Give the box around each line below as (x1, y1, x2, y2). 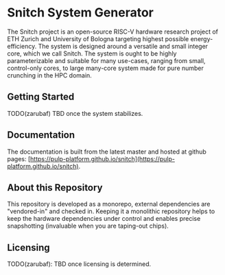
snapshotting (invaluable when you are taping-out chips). (7, 222, 169, 230)
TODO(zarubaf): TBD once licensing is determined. (7, 260, 152, 268)
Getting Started (7, 91, 75, 103)
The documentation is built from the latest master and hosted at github (7, 147, 207, 156)
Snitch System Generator (7, 5, 154, 21)
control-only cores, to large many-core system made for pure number (7, 64, 204, 72)
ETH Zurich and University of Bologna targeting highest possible (7, 34, 189, 43)
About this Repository (7, 182, 103, 193)
